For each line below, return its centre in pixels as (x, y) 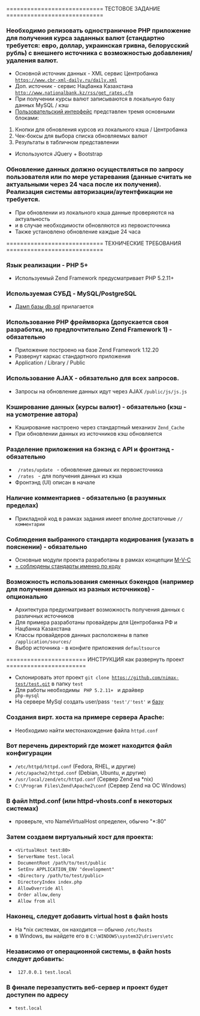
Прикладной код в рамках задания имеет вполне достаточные (96, 518)
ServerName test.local (46, 857)
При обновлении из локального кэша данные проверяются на (95, 213)
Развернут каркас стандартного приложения (73, 356)
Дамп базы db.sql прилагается (54, 307)
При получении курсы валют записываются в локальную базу (95, 99)
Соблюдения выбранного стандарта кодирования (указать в (100, 539)
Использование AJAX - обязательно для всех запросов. (93, 378)
